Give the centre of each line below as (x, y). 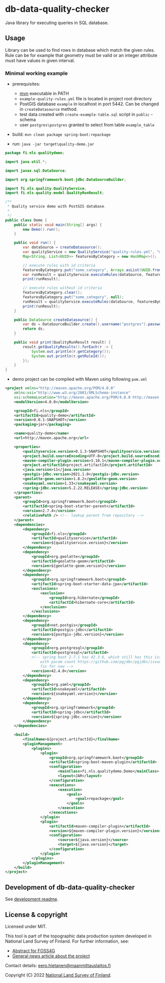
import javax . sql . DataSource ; (36, 171)
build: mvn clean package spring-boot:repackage (61, 134)
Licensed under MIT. (26, 926)
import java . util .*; (26, 162)
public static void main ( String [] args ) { (58, 225)
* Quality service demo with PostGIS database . (57, 207)
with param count (58, 662)
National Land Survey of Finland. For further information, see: (67, 941)
